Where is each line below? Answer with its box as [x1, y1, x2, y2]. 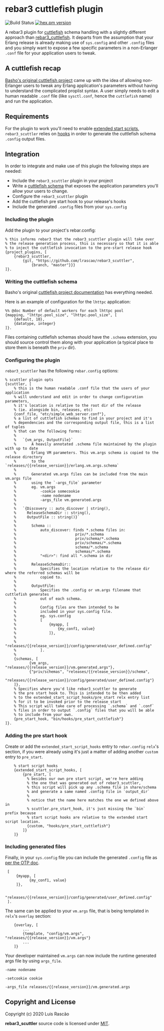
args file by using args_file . [5, 958, 62, 964]
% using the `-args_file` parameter [14, 480, 102, 485]
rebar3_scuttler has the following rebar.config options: [5, 368, 119, 374]
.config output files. [5, 136, 46, 142]
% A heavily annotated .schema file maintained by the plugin [14, 442, 157, 447]
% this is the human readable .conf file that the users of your [14, 386, 150, 391]
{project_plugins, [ [5, 249, 47, 255]
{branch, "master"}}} [31, 263, 76, 267]
